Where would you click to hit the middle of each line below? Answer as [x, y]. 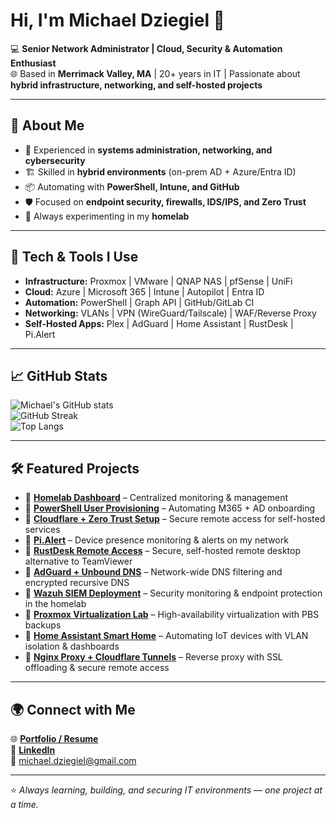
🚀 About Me [47, 125]
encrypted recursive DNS [77, 583]
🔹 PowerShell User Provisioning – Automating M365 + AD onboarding [169, 508]
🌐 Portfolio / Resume [54, 738]
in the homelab [55, 604]
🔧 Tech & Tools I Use [74, 257]
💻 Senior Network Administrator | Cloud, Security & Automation [146, 48]
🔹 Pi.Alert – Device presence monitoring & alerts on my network [156, 540]
